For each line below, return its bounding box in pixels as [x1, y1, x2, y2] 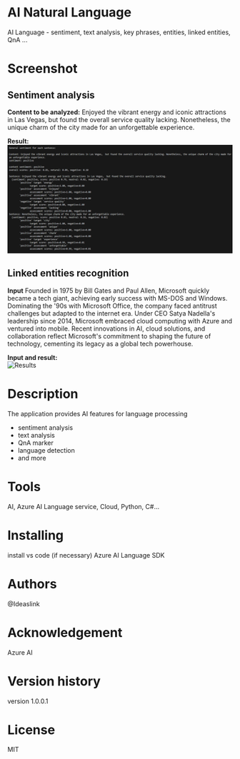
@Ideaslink [7, 599, 41, 608]
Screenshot [7, 61, 78, 77]
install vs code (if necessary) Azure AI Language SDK [7, 551, 165, 559]
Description [7, 386, 79, 402]
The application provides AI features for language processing [7, 409, 188, 418]
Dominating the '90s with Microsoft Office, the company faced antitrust [7, 301, 217, 310]
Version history [7, 673, 101, 689]
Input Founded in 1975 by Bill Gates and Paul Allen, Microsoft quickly [7, 286, 210, 295]
